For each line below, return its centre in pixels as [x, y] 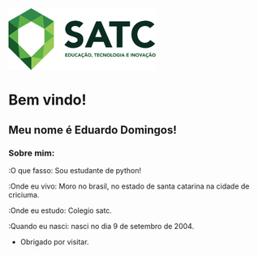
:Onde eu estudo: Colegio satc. [60, 210]
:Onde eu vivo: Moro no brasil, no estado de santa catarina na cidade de [129, 186]
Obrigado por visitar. [54, 241]
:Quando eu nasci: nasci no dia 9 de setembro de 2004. [101, 226]
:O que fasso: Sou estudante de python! [75, 170]
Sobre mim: [32, 153]
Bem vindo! [47, 100]
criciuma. [24, 194]
